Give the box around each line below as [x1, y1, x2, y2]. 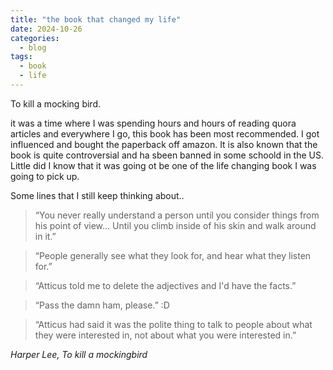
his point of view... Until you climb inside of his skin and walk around [34, 219, 317, 231]
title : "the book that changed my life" [10, 14, 182, 25]
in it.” [34, 230, 57, 242]
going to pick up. [10, 170, 80, 182]
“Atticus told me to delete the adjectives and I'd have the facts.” [34, 279, 297, 291]
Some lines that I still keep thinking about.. [10, 189, 185, 201]
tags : [10, 52, 33, 62]
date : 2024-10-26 [10, 24, 83, 34]
